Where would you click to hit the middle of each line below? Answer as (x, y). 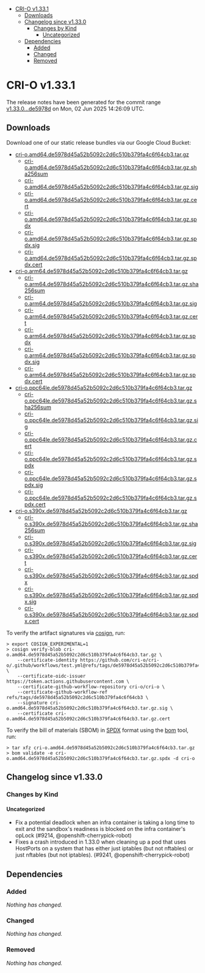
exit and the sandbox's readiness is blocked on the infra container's (100, 829)
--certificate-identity (48, 660)
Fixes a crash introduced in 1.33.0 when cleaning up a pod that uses (101, 842)
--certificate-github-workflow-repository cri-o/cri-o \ (91, 687)
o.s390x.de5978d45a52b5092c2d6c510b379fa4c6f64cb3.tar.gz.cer (111, 556)
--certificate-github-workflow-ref (63, 692)
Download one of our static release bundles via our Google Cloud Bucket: (99, 142)
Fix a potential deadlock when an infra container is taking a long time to (105, 822)
